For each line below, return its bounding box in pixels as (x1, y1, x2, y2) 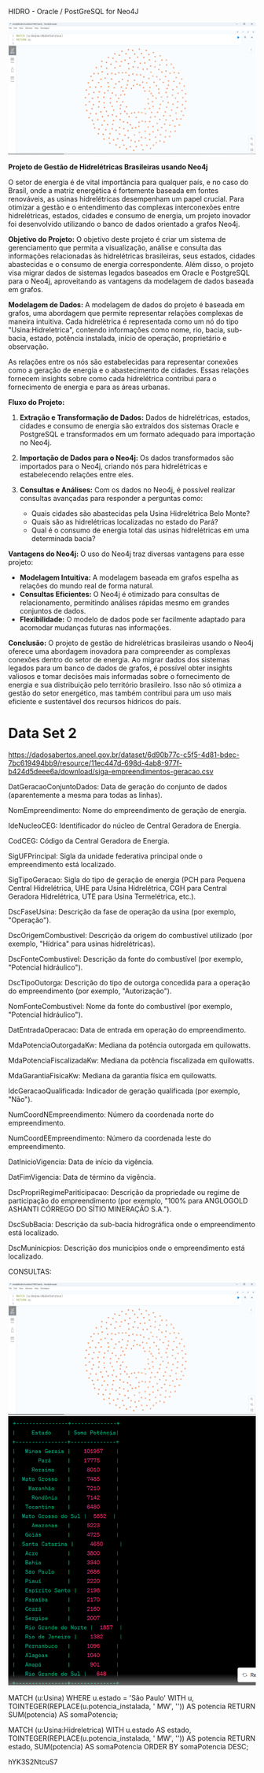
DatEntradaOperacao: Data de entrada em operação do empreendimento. (8, 1026, 246, 1035)
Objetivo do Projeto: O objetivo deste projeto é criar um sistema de (8, 234, 226, 243)
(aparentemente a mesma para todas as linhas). (8, 791, 163, 800)
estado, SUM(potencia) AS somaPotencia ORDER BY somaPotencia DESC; (8, 1742, 249, 1752)
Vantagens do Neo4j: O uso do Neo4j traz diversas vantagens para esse (8, 549, 245, 558)
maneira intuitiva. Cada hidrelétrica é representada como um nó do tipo (8, 317, 239, 326)
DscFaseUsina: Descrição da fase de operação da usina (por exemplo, (8, 907, 236, 917)
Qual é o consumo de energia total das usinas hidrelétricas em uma (31, 525, 250, 535)
